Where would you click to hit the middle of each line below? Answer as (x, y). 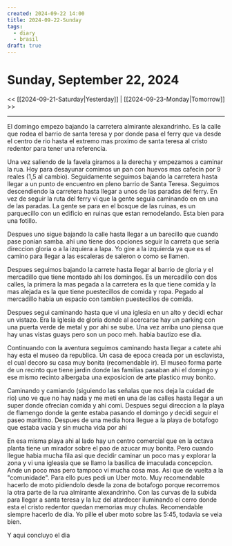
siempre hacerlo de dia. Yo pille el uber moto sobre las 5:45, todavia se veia (115, 514)
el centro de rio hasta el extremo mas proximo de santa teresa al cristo (107, 141)
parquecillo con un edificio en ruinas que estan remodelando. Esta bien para (116, 213)
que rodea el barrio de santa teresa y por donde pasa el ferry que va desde (114, 134)
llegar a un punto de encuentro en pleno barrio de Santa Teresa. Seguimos (113, 183)
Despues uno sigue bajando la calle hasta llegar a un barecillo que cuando (113, 234)
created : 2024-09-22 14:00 (46, 13)
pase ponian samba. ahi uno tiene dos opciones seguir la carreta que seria (113, 241)
